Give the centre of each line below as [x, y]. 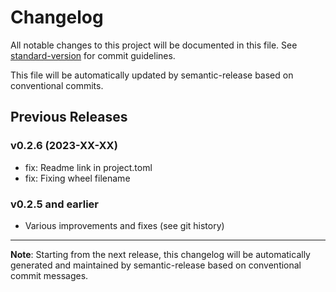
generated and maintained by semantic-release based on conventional [156, 265]
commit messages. [49, 275]
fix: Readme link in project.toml [88, 167]
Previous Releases [69, 117]
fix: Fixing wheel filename [77, 178]
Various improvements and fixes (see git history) [124, 225]
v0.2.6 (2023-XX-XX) [64, 146]
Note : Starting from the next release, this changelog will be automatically [160, 254]
